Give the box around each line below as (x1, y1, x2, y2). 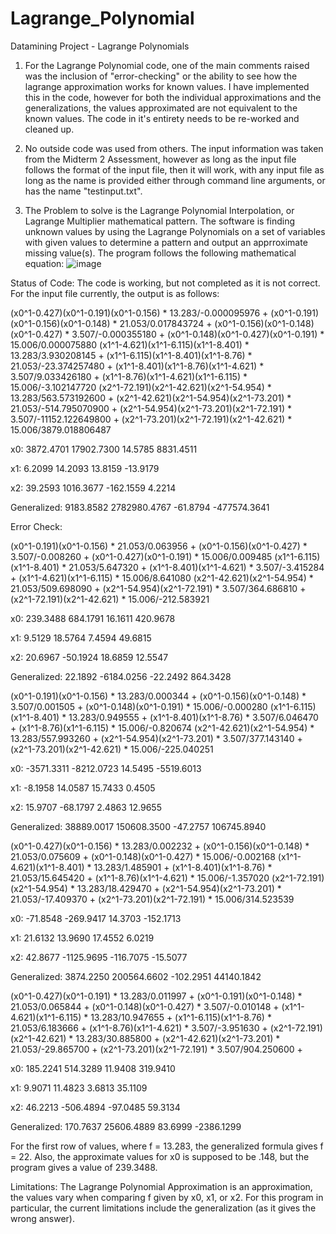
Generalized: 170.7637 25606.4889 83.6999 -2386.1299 (10, 1120, 242, 1132)
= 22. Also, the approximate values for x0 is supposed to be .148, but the (10, 1150, 310, 1162)
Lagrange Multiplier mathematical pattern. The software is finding (24, 215, 296, 227)
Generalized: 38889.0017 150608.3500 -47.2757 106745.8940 (10, 820, 267, 832)
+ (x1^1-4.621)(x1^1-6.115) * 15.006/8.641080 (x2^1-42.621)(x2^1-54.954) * (10, 572, 314, 584)
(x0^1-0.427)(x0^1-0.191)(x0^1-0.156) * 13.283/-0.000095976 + (10, 307, 269, 319)
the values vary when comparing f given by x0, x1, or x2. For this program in (10, 1191, 324, 1203)
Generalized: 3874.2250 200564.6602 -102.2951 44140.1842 (10, 970, 262, 982)
